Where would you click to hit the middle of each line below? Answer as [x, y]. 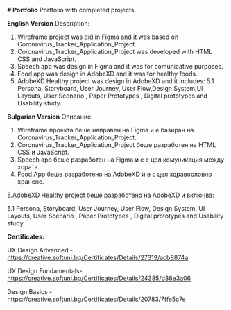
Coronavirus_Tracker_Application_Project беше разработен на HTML [117, 145]
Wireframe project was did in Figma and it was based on [98, 37]
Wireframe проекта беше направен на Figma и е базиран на [105, 130]
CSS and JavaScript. [46, 59]
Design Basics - [30, 292]
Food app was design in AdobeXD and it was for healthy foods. [107, 74]
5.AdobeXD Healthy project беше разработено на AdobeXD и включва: [111, 195]
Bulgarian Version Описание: [50, 117]
